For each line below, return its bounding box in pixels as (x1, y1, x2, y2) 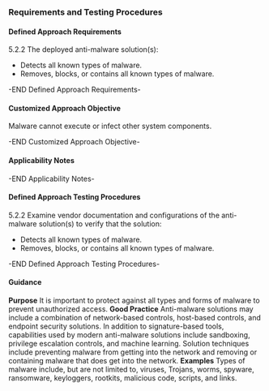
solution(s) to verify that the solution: (38, 218, 162, 229)
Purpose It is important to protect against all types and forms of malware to (8, 295, 261, 305)
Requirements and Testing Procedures (8, 6, 164, 18)
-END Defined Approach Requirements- (8, 84, 142, 95)
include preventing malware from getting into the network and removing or (8, 347, 258, 357)
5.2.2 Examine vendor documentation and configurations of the (8, 210, 220, 220)
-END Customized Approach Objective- (8, 137, 140, 147)
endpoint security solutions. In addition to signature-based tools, (8, 321, 224, 331)
